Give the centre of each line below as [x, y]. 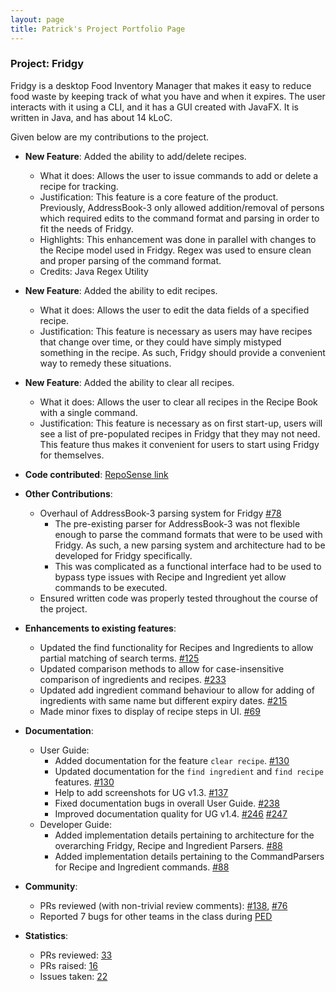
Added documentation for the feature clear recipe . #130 [172, 760]
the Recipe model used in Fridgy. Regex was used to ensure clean [175, 250]
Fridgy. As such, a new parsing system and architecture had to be [190, 545]
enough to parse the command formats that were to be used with [188, 534]
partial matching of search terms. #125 [119, 658]
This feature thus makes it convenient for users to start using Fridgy [179, 444]
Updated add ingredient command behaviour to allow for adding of [177, 690]
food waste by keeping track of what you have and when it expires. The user [168, 96]
